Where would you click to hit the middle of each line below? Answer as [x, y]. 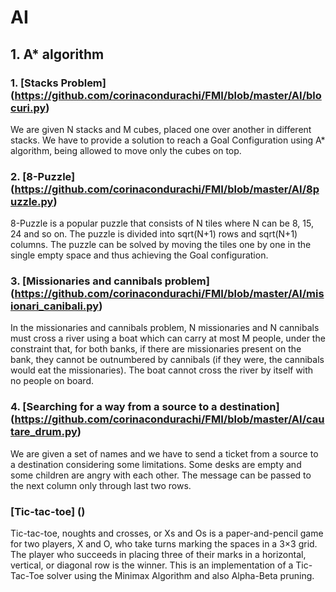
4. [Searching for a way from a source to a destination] [145, 407]
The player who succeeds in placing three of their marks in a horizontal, [158, 555]
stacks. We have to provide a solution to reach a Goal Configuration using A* [168, 140]
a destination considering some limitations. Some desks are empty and [156, 464]
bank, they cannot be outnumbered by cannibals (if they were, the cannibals [167, 360]
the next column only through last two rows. [101, 485]
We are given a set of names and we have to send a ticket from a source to [164, 453]
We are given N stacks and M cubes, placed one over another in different [161, 129]
